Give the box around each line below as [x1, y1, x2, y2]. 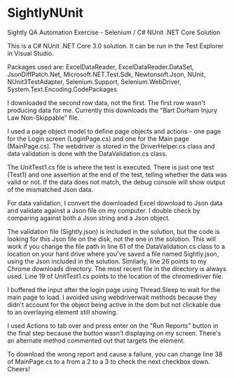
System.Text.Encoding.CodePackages [7, 85, 118, 93]
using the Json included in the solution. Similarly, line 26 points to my [7, 257, 207, 266]
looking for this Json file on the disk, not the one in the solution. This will [7, 235, 216, 243]
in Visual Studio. [7, 49, 54, 57]
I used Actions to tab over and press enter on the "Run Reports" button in [7, 321, 219, 330]
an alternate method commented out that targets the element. [7, 336, 186, 345]
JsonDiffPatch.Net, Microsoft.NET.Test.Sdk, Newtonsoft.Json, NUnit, [7, 70, 206, 78]
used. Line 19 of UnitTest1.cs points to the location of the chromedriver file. [7, 272, 223, 280]
